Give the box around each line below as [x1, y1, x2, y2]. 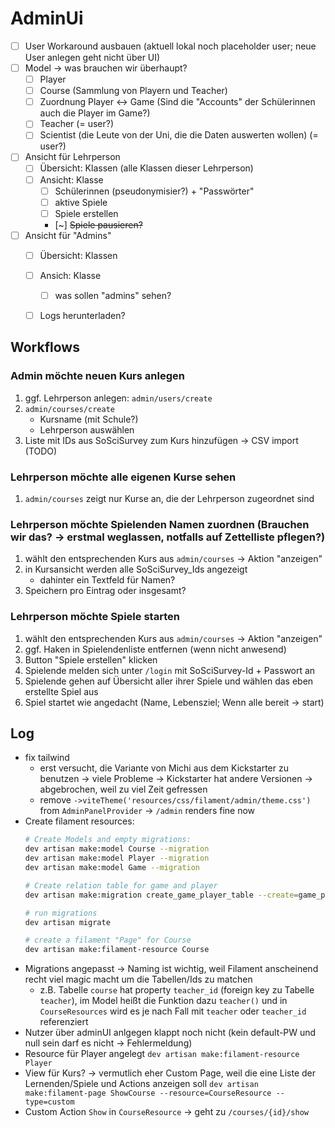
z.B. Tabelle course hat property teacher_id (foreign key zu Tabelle [39, 984, 315, 996]
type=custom [24, 1097, 75, 1107]
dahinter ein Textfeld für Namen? [39, 574, 176, 586]
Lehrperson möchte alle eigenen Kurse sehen [10, 470, 237, 484]
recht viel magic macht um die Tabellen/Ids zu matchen [24, 973, 253, 986]
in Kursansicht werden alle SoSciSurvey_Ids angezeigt [24, 563, 248, 576]
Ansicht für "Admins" [24, 229, 112, 241]
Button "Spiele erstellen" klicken [24, 653, 158, 666]
